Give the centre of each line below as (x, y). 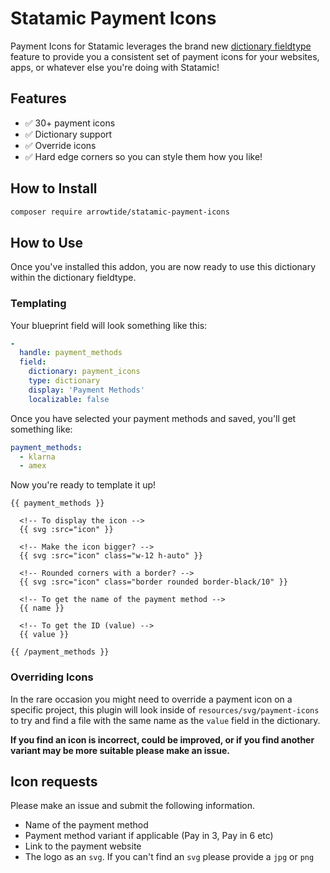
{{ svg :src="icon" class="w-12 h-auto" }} (111, 556)
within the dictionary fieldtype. (73, 278)
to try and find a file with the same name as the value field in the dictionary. (165, 720)
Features (38, 98)
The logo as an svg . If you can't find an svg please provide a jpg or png (169, 857)
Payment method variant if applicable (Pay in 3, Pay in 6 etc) (149, 836)
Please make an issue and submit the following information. (133, 806)
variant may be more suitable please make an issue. (120, 750)
